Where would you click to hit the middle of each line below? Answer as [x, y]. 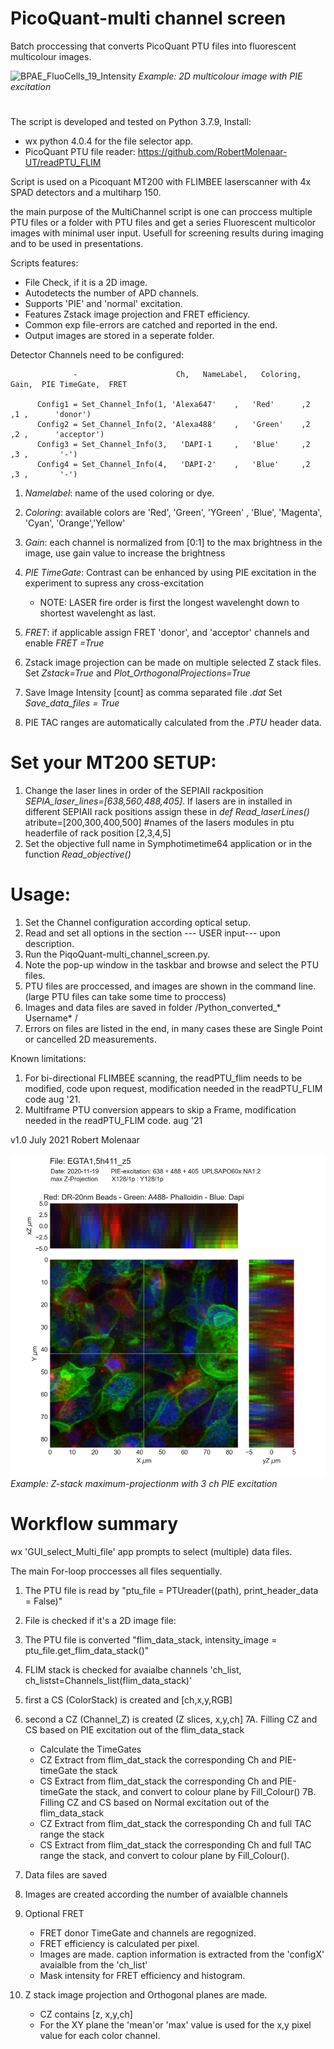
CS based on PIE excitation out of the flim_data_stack [134, 1730]
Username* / [51, 1018]
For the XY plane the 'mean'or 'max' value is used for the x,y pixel [175, 2025]
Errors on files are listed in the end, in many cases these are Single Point [173, 1028]
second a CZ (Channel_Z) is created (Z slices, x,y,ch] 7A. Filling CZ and [171, 1719]
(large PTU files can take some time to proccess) [125, 996]
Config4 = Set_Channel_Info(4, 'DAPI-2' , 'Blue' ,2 [173, 465]
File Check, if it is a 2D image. [86, 283]
